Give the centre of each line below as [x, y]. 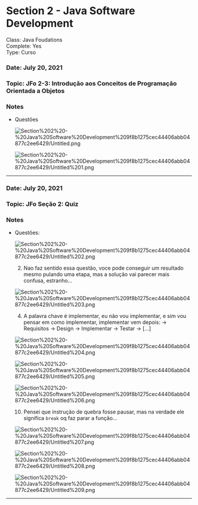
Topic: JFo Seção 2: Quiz [42, 204]
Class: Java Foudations [34, 40]
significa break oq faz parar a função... [70, 418]
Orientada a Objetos [35, 91]
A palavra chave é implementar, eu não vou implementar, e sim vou [105, 316]
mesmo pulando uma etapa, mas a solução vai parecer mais [96, 274]
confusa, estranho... [48, 281]
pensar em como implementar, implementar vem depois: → [95, 322]
